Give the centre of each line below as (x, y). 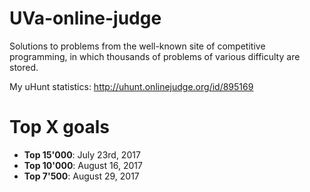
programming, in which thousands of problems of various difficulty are (155, 56)
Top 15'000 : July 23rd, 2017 (82, 154)
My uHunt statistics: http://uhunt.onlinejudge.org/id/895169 (131, 86)
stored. (24, 67)
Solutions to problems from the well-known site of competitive (137, 46)
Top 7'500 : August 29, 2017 (81, 176)
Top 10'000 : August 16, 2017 (83, 165)
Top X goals (59, 127)
